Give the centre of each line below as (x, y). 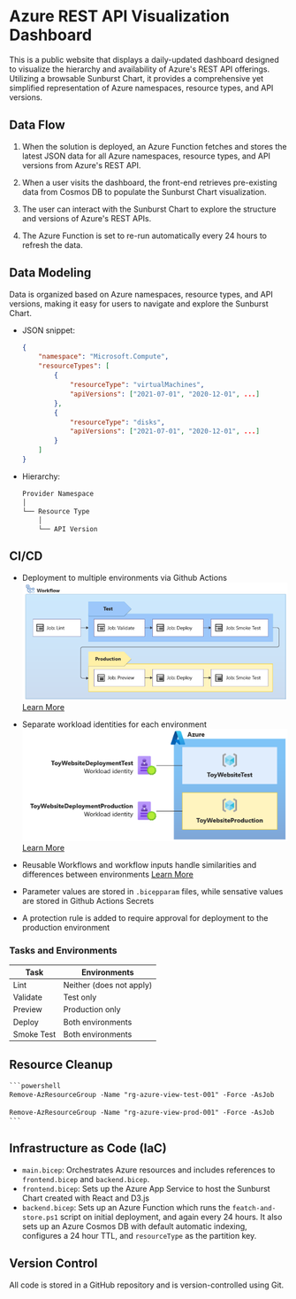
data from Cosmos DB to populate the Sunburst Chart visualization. (144, 191)
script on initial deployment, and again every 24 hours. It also (171, 1217)
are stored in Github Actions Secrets (88, 901)
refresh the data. (52, 244)
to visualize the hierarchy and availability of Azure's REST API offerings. (140, 69)
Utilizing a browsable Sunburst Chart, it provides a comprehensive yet (137, 78)
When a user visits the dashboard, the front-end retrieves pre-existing (149, 182)
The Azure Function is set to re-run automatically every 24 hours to (144, 236)
